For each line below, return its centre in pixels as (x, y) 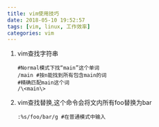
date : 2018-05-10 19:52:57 (46, 20)
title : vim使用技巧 (33, 14)
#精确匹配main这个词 (43, 83)
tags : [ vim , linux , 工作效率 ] (49, 26)
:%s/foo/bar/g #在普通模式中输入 (61, 117)
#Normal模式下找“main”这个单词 (58, 68)
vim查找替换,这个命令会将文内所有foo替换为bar (84, 103)
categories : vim (31, 33)
